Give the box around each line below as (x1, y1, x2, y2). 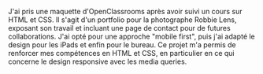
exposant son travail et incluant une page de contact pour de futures (8, 24, 231, 32)
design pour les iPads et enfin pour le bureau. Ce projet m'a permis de (8, 40, 236, 50)
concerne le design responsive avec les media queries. (8, 57, 187, 66)
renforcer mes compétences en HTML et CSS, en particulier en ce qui (8, 49, 235, 57)
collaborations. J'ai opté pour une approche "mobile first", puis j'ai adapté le (8, 31, 256, 41)
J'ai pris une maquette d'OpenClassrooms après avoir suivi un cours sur (8, 7, 243, 16)
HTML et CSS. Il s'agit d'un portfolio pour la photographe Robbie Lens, (8, 15, 238, 24)
